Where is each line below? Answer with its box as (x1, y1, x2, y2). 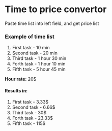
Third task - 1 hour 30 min (12, 55, 67, 61)
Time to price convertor (5, 4, 107, 15)
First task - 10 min (12, 45, 50, 51)
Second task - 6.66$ (12, 104, 55, 110)
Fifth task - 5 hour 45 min (12, 66, 66, 72)
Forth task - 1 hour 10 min (12, 61, 66, 67)
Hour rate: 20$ (5, 76, 37, 82)
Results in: (5, 87, 28, 93)
